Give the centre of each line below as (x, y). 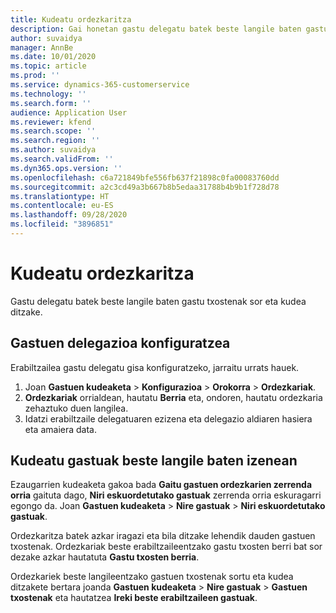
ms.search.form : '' (51, 103)
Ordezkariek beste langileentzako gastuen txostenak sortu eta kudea (152, 577)
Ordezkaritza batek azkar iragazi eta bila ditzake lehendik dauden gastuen (163, 536)
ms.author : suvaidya (53, 150)
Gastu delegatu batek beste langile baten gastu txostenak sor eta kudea (158, 301)
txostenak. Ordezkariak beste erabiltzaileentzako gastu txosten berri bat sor (166, 547)
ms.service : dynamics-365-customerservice (100, 85)
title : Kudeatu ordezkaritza (71, 19)
